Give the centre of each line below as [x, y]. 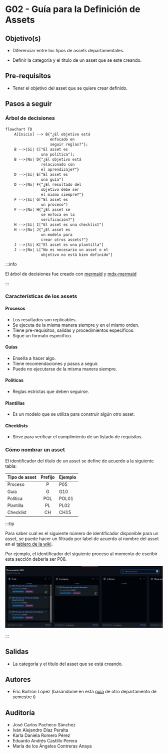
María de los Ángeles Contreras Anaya [52, 746]
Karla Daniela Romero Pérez [41, 735]
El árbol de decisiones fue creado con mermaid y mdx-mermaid [71, 274]
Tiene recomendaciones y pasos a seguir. [55, 363]
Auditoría [20, 713]
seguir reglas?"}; [69, 144]
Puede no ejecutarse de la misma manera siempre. [65, 369]
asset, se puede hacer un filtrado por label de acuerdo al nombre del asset [82, 539]
